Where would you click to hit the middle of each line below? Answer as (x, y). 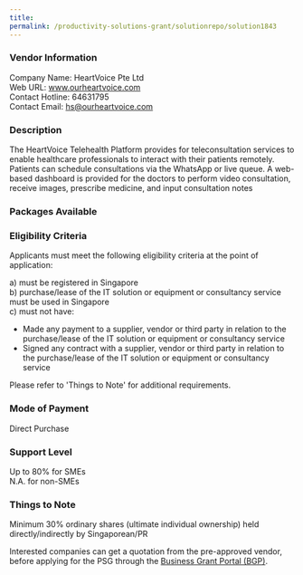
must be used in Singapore (60, 302)
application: (31, 265)
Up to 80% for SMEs (47, 471)
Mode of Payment (49, 408)
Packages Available (53, 212)
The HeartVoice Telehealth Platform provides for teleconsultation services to (152, 149)
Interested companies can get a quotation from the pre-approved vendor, (146, 551)
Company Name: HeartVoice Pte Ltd (77, 77)
